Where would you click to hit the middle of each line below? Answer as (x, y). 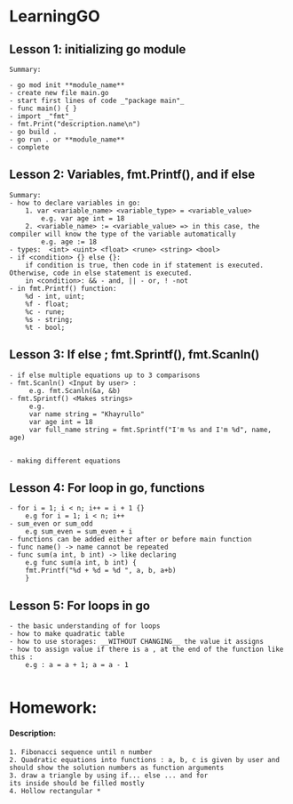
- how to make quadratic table (67, 634)
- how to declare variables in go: (75, 203)
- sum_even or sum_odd (51, 524)
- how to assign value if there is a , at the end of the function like (146, 650)
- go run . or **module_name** (67, 140)
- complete (29, 148)
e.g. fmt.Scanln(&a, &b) (75, 390)
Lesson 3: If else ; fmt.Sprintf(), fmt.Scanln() (135, 354)
